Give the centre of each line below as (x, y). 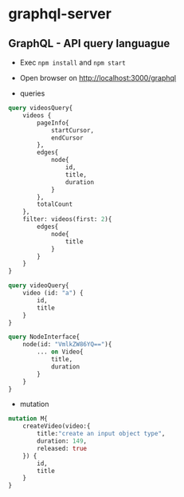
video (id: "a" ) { (53, 293)
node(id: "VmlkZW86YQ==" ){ (67, 345)
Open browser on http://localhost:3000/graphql (98, 78)
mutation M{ (28, 419)
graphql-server (60, 14)
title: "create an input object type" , (101, 434)
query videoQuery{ (39, 286)
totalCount (55, 204)
